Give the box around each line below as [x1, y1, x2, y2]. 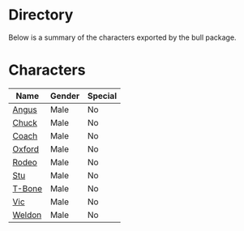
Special [88, 90, 118, 101]
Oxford [12, 143, 39, 155]
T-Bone [12, 182, 43, 194]
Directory [8, 6, 74, 24]
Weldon [12, 209, 42, 220]
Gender [49, 90, 80, 101]
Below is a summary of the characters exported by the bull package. [8, 32, 237, 42]
